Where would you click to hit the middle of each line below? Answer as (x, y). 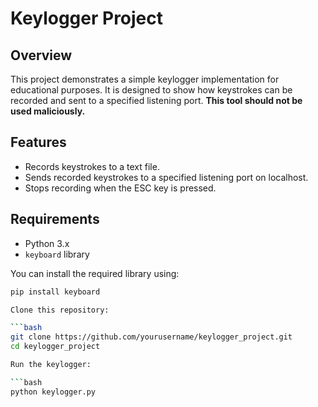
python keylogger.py (53, 392)
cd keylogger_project (55, 347)
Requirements (55, 219)
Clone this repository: (60, 310)
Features (38, 142)
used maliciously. (48, 111)
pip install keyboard (55, 292)
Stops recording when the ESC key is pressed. (120, 188)
